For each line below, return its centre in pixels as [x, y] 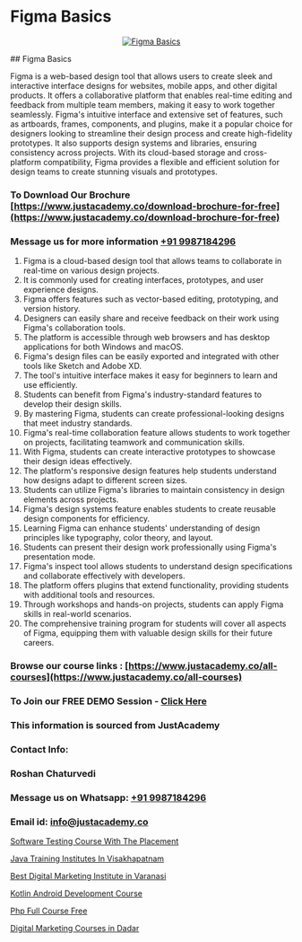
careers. [39, 643]
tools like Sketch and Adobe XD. [82, 366]
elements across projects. [71, 499]
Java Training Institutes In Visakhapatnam [87, 858]
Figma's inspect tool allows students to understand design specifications [158, 567]
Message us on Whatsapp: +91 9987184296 [108, 797]
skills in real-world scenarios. [78, 614]
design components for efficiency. [86, 519]
